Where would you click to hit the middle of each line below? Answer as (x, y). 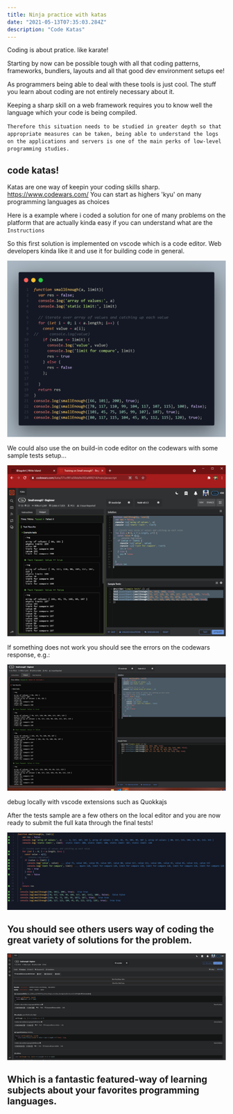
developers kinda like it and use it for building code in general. (96, 251)
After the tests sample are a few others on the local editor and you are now (114, 815)
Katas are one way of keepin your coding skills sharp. (84, 187)
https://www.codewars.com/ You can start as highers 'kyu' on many (104, 194)
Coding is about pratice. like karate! (58, 50)
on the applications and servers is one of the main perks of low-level (114, 142)
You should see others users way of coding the (111, 929)
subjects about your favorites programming (103, 1091)
